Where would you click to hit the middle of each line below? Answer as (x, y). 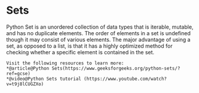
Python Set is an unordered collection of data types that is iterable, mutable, (100, 27)
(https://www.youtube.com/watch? (125, 79)
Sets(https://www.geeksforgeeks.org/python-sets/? (116, 68)
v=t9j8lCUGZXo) (25, 84)
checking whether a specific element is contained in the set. (80, 52)
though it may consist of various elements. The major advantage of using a (98, 39)
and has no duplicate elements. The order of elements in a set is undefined (99, 33)
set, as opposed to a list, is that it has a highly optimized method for (89, 46)
